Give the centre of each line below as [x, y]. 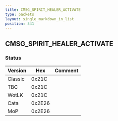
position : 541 [20, 24]
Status [13, 58]
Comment [66, 70]
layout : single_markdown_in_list [40, 19]
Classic [16, 79]
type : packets [20, 14]
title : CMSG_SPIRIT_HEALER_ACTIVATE [43, 10]
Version [17, 70]
